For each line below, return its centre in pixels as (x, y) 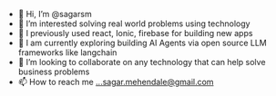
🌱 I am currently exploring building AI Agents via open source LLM (142, 43)
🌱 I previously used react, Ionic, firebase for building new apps (135, 33)
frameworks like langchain (67, 53)
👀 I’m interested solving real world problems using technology (134, 24)
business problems (54, 72)
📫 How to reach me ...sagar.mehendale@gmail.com (116, 82)
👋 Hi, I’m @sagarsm (55, 14)
